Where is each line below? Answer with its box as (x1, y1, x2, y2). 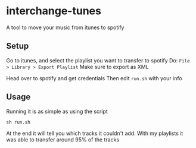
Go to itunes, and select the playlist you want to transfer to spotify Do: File (6, 56, 190, 64)
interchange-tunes (6, 4, 101, 18)
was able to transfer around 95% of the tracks (6, 136, 120, 143)
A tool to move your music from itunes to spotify (6, 24, 125, 31)
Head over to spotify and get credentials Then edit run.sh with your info (6, 74, 183, 81)
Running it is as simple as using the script (6, 108, 108, 115)
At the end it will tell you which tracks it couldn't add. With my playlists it (6, 130, 183, 137)
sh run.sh (6, 119, 31, 125)
